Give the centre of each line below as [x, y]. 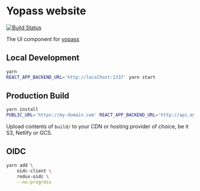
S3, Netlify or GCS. [29, 133]
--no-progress [34, 182]
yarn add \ [20, 165]
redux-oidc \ [33, 176]
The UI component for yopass [43, 39]
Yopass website [46, 11]
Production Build [38, 96]
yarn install [22, 110]
